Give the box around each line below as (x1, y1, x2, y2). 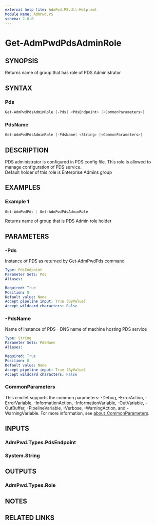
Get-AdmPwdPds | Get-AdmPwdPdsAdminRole (5, 209, 89, 214)
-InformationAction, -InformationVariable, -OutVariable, (34, 400, 145, 406)
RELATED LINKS (5, 514, 55, 522)
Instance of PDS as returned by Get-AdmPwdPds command (5, 258, 125, 264)
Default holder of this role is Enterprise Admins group (5, 169, 112, 175)
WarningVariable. (5, 410, 40, 416)
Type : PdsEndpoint (5, 268, 42, 273)
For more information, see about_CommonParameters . (40, 410, 150, 416)
